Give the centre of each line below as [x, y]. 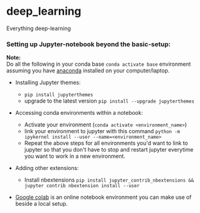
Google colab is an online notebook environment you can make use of [103, 197]
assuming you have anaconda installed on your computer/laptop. [88, 71]
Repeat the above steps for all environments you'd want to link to [106, 143]
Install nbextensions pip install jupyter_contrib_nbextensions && [109, 180]
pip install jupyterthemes [59, 95]
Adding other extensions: [47, 168]
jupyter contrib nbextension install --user [82, 186]
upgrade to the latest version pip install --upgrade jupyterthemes [109, 101]
